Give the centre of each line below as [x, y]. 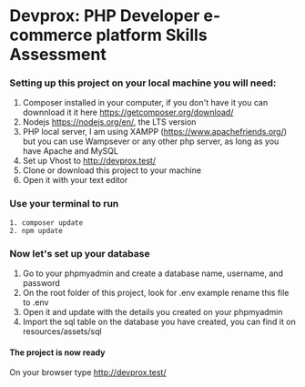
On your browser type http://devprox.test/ [88, 372]
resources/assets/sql [62, 331]
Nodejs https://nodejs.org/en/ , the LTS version [109, 122]
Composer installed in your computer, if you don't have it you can [145, 103]
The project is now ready [57, 352]
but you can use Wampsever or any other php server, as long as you [151, 141]
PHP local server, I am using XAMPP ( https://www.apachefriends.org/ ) [155, 132]
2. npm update [36, 230]
